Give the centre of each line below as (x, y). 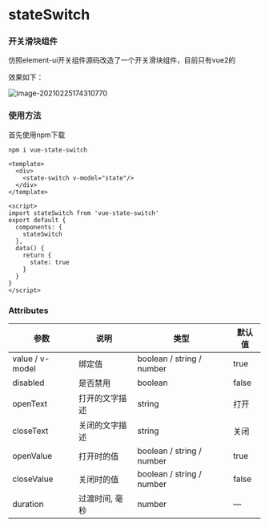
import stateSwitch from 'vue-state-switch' (84, 213)
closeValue (33, 479)
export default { (37, 220)
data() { (30, 248)
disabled (28, 383)
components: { (39, 227)
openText (30, 404)
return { (37, 255)
